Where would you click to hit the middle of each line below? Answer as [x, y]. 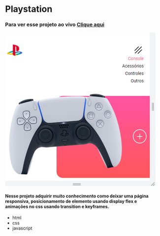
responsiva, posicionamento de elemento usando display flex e [71, 201]
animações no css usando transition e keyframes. [57, 207]
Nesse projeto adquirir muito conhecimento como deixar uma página [77, 196]
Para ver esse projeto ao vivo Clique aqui [55, 25]
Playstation [29, 9]
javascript [22, 228]
